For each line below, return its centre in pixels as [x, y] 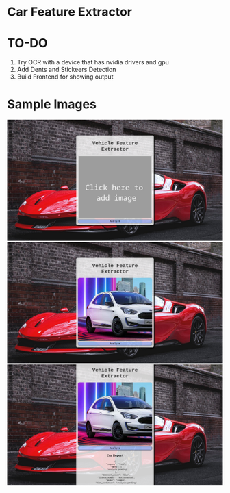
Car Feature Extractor [69, 12]
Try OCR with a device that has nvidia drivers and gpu [93, 62]
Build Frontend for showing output [65, 77]
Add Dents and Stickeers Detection [66, 70]
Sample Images [52, 104]
